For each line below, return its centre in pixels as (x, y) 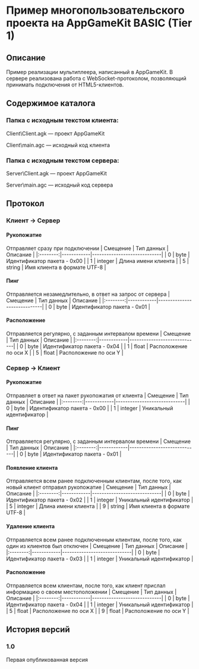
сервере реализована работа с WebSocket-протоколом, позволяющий (97, 78)
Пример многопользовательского (96, 10)
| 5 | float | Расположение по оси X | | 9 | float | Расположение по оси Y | (98, 611)
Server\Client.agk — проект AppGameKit (56, 173)
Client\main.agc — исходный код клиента (58, 145)
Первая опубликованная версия (47, 659)
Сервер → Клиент (33, 368)
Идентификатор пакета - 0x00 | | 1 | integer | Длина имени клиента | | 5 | (97, 261)
